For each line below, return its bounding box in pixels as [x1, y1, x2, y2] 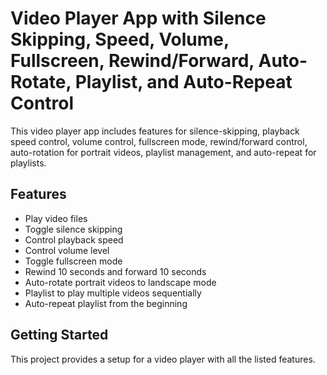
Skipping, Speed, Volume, [10, 28, 230, 51]
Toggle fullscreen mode [24, 255, 123, 267]
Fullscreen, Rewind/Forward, [10, 50, 255, 72]
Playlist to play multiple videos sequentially [24, 287, 202, 299]
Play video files [24, 212, 88, 224]
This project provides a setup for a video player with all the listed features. [10, 353, 316, 365]
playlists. [10, 157, 47, 169]
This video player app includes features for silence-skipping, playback [10, 125, 300, 137]
